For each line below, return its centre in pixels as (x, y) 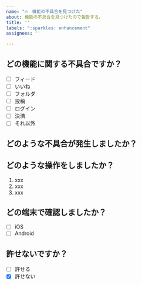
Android (24, 233)
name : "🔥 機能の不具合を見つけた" (45, 11)
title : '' (18, 22)
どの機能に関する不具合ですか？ (64, 64)
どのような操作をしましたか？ (60, 165)
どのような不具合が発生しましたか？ (72, 144)
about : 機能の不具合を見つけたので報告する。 (55, 17)
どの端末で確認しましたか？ (56, 212)
